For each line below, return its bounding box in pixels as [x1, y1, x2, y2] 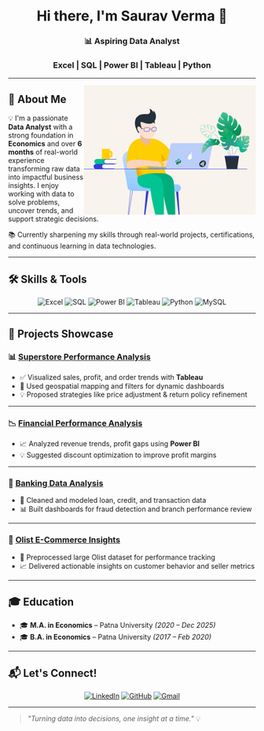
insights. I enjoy [8, 181, 59, 190]
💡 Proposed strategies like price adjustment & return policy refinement [19, 389, 247, 399]
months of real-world [8, 147, 79, 157]
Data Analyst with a [8, 122, 73, 132]
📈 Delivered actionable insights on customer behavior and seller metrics [19, 561, 255, 570]
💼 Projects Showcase [8, 327, 114, 341]
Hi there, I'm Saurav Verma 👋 [36, 7, 228, 25]
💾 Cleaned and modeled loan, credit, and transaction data [19, 496, 207, 505]
